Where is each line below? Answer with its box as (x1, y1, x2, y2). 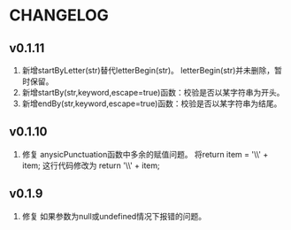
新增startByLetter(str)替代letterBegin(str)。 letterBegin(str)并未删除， (21, 65, 275, 75)
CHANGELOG (9, 5, 109, 26)
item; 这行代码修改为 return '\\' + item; (21, 160, 161, 171)
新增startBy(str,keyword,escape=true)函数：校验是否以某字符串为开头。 (21, 88, 285, 97)
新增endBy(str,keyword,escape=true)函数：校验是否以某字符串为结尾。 (21, 98, 282, 109)
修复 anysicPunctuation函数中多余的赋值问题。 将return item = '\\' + (21, 149, 269, 159)
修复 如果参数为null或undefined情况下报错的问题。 (21, 211, 206, 221)
